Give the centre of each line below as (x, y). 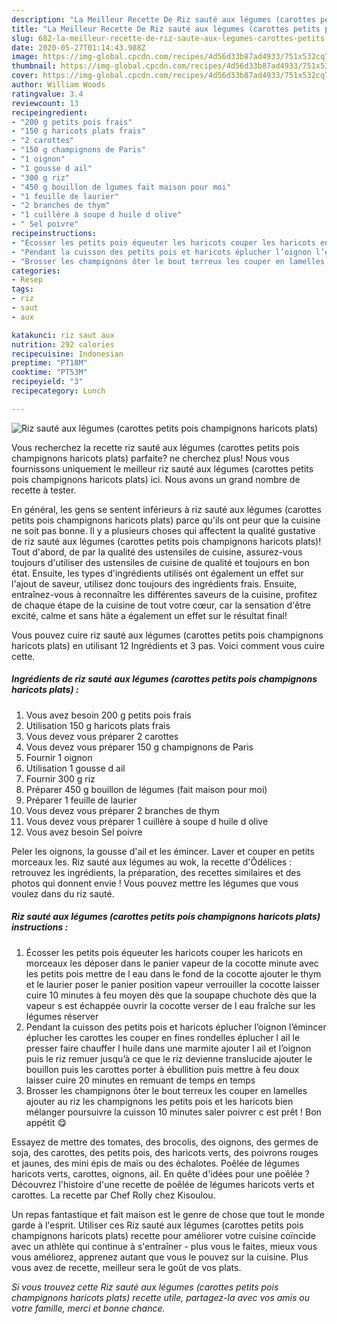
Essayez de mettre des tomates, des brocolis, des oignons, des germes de (165, 1142)
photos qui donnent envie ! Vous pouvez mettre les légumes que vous (155, 883)
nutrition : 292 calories (63, 344)
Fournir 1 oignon (59, 757)
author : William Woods (58, 85)
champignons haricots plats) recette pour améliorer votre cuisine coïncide (163, 1235)
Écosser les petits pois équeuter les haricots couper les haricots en (164, 952)
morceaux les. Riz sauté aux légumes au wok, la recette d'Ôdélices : (152, 862)
